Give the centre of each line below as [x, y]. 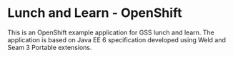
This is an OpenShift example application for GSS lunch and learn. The [111, 32]
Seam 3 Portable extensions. [50, 47]
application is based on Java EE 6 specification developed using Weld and [117, 39]
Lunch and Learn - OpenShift [95, 13]
